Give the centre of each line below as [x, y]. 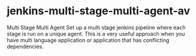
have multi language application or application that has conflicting [88, 40]
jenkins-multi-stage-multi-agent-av [99, 11]
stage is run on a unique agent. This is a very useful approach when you [96, 33]
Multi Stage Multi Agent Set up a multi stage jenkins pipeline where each [96, 27]
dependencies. [25, 46]
